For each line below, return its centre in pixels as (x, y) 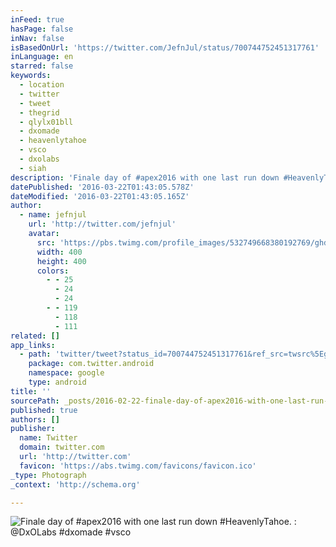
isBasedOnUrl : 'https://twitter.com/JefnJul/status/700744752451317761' (165, 47)
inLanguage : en (42, 57)
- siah (33, 168)
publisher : (33, 429)
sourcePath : (35, 401)
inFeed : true (37, 19)
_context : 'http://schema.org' (75, 484)
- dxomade (39, 131)
